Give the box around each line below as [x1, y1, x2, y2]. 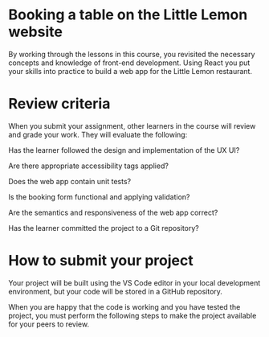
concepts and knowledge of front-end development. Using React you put [8, 58, 251, 68]
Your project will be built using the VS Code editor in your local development [8, 277, 261, 287]
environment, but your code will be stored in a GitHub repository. [8, 286, 223, 296]
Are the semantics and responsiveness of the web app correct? [8, 208, 218, 217]
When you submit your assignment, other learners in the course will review [8, 121, 256, 130]
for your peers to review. [8, 319, 90, 329]
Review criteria [8, 95, 111, 113]
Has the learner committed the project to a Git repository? [8, 223, 199, 232]
